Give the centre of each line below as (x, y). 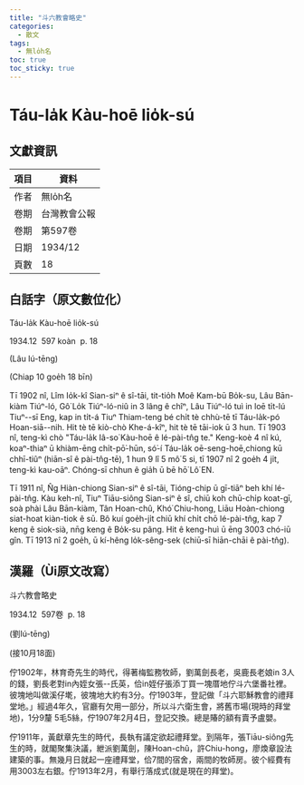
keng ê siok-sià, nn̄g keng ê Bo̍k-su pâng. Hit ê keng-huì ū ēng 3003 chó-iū (150, 529)
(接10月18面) (33, 653)
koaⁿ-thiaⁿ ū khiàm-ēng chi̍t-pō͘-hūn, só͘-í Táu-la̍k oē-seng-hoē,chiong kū (146, 448)
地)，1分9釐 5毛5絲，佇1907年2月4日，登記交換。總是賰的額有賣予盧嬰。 (146, 717)
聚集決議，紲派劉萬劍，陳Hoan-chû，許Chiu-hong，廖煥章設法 (174, 748)
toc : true (28, 60)
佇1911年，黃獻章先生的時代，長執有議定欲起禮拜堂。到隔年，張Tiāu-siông (148, 737)
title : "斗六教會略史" (48, 18)
